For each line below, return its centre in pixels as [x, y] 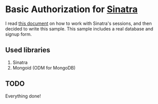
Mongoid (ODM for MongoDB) [44, 67]
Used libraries [28, 50]
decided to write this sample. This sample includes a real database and [79, 28]
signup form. [18, 34]
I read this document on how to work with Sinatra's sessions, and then [78, 23]
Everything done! [23, 96]
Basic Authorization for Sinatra [71, 9]
